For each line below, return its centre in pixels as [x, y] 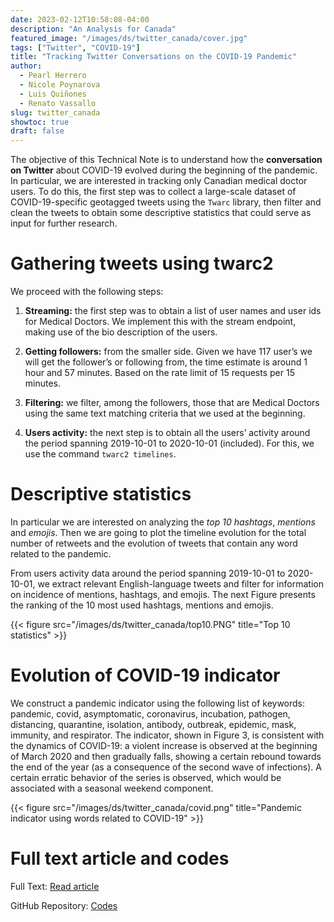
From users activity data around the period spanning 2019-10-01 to [148, 573]
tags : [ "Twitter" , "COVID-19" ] [75, 47]
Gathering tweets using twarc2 [142, 263]
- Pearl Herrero [53, 76]
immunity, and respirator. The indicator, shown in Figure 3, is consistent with [167, 735]
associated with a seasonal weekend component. [112, 788]
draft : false [37, 131]
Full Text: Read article [55, 886]
